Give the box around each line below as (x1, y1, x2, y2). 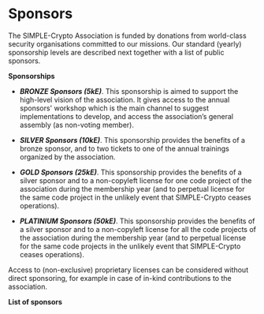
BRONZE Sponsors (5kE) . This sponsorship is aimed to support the (19, 86, 239, 95)
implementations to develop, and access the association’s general (19, 111, 234, 121)
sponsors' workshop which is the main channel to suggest (19, 103, 210, 113)
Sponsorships (8, 71, 55, 80)
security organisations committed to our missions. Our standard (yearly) (8, 39, 242, 48)
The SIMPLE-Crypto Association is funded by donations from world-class (8, 31, 247, 40)
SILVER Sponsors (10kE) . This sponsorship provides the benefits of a (19, 135, 246, 144)
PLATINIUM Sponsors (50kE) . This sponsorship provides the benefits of (19, 216, 255, 226)
